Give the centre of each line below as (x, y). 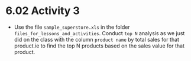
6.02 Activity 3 (43, 11)
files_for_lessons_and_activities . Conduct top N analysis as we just (99, 33)
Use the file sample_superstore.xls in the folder (72, 27)
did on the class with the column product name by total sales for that (97, 39)
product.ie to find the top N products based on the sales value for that (99, 46)
